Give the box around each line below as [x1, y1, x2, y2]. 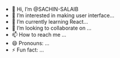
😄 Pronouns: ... [11, 40, 50, 47]
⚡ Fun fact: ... [11, 46, 44, 53]
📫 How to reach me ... [11, 31, 66, 38]
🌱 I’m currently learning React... [11, 18, 88, 25]
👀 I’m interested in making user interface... [11, 12, 115, 19]
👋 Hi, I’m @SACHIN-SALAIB [11, 6, 79, 12]
